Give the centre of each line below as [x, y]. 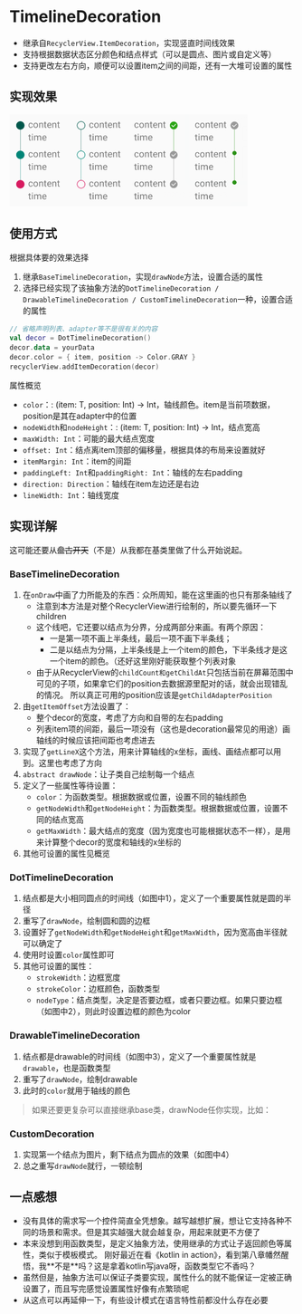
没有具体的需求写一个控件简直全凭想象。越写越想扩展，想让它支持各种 [153, 1221]
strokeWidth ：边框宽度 [78, 978]
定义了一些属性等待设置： [70, 786]
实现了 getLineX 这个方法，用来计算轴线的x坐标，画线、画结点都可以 [148, 752]
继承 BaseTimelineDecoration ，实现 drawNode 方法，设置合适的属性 [143, 276]
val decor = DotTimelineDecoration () [80, 338]
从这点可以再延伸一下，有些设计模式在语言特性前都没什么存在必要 [145, 1300]
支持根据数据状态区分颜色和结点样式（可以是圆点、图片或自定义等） [149, 54]
